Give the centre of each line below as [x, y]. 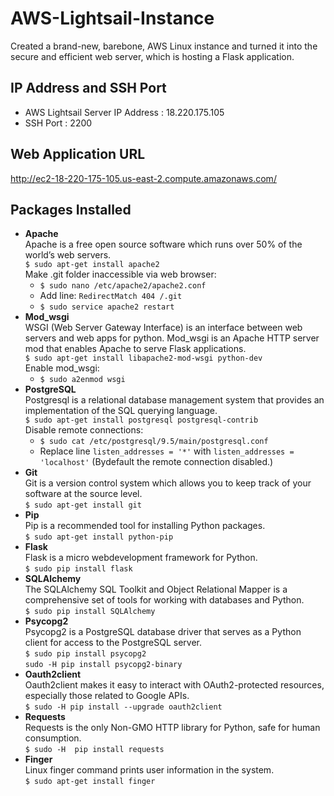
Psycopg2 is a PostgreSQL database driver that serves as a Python [163, 632]
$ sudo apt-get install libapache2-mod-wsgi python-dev [143, 358]
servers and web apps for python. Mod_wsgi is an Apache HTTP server [172, 338]
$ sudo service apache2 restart [107, 307]
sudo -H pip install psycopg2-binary [103, 665]
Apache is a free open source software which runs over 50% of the [163, 244]
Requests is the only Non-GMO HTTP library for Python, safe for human [172, 728]
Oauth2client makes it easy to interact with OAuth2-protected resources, [174, 685]
